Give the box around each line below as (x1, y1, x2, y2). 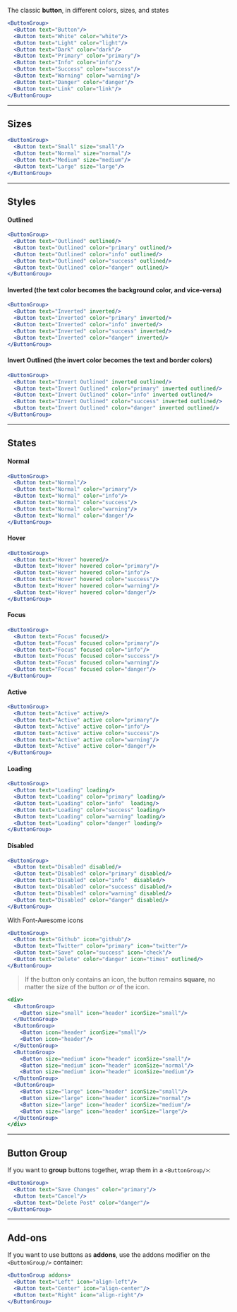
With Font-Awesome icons (7, 916, 84, 924)
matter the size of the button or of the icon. (24, 982, 150, 991)
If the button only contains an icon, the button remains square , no (24, 974, 216, 984)
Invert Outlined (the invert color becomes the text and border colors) (7, 356, 213, 364)
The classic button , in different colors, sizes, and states (7, 6, 169, 14)
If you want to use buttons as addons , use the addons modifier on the (7, 1251, 210, 1259)
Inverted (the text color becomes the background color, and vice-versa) (7, 285, 222, 294)
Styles (7, 196, 37, 208)
